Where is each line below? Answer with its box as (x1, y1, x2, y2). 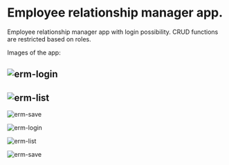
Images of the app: (7, 48, 61, 57)
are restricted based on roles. (7, 35, 91, 43)
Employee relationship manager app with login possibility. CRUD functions (7, 28, 219, 36)
